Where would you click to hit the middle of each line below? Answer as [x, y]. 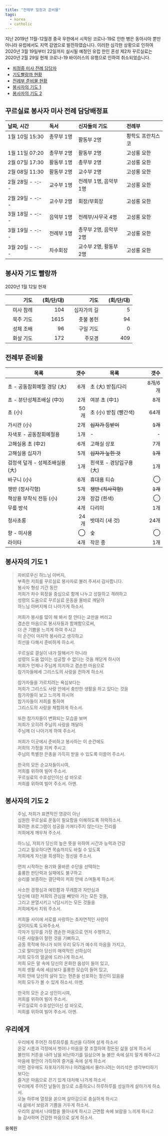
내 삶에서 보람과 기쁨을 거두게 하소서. [53, 1105]
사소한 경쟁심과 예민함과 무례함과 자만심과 [58, 890]
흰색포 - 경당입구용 [112, 462]
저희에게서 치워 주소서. [39, 909]
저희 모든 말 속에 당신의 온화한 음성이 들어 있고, [63, 964]
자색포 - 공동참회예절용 [34, 434]
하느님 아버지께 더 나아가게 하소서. [51, 606]
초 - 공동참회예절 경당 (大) [37, 387]
